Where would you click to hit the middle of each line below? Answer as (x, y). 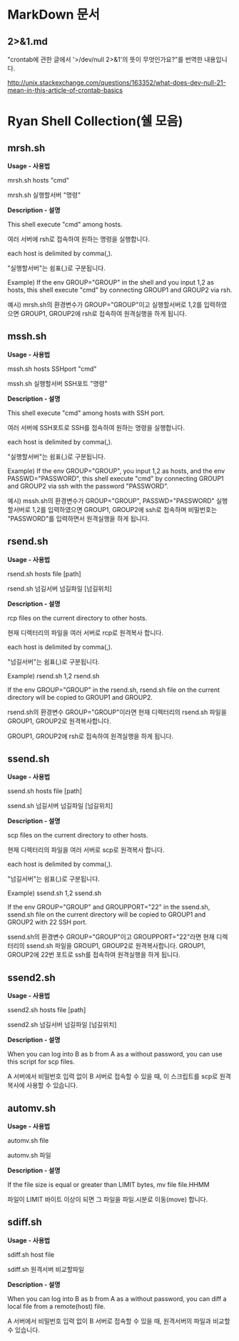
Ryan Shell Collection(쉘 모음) (95, 121)
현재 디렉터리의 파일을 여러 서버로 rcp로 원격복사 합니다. (86, 633)
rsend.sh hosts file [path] (44, 573)
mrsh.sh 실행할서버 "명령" (44, 195)
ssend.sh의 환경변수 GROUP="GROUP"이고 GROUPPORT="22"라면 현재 (111, 937)
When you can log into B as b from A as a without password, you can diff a (117, 1298)
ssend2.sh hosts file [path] (47, 1010)
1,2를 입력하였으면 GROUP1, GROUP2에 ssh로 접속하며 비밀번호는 (124, 509)
